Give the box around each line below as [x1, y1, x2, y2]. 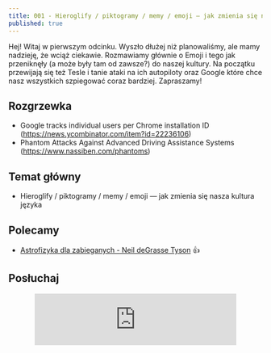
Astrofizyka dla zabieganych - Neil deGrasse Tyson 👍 [19, 245, 200, 254]
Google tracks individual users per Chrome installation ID [19, 120, 210, 130]
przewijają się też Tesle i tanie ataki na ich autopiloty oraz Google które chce [8, 67, 263, 77]
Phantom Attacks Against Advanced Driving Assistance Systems [19, 138, 235, 148]
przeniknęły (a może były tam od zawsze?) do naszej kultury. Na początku [8, 58, 256, 69]
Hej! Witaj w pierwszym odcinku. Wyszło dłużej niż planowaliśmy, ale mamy [8, 41, 261, 51]
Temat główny [8, 170, 81, 183]
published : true [8, 19, 63, 27]
